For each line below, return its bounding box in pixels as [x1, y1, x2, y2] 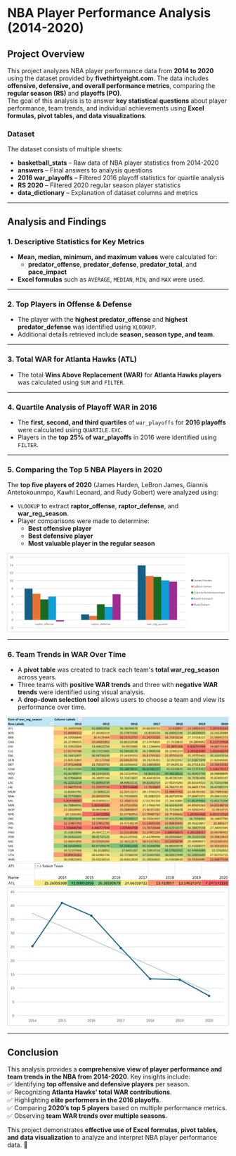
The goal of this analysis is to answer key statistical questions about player [7, 96, 227, 105]
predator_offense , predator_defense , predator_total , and [27, 260, 197, 268]
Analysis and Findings [7, 215, 107, 227]
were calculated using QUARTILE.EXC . [17, 425, 123, 434]
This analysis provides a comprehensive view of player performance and [7, 1065, 223, 1074]
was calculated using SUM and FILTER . [17, 378, 125, 387]
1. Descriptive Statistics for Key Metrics [7, 237, 145, 246]
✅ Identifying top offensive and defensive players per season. [7, 1080, 190, 1088]
